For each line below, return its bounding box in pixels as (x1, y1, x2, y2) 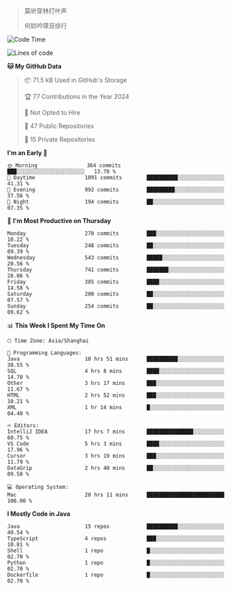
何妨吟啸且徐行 (24, 21, 67, 30)
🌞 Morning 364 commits (7, 162, 121, 169)
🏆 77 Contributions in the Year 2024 (24, 93, 130, 100)
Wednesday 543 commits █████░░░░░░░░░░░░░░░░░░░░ (7, 254, 225, 261)
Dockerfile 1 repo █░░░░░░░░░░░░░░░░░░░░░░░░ (7, 571, 225, 578)
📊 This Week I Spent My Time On (7, 321, 105, 330)
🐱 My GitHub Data (7, 62, 62, 70)
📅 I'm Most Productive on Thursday (7, 217, 111, 224)
